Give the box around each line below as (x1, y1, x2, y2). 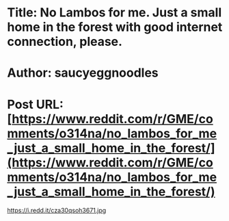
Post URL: (7, 96, 64, 112)
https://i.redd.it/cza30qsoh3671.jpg (7, 207, 107, 215)
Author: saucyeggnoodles (7, 65, 159, 81)
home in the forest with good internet (7, 19, 223, 35)
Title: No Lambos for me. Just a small (7, 5, 222, 21)
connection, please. (7, 34, 123, 49)
